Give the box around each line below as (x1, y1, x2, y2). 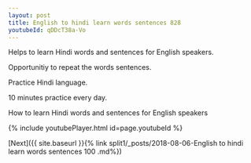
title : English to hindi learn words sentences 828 (8, 19, 181, 27)
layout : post (8, 11, 51, 20)
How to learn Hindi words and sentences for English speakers (8, 108, 209, 118)
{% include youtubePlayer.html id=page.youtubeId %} (8, 123, 183, 133)
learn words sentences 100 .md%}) (8, 147, 122, 157)
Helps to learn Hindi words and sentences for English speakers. (8, 48, 214, 57)
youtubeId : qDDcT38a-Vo (8, 26, 87, 34)
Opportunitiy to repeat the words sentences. (8, 63, 152, 72)
